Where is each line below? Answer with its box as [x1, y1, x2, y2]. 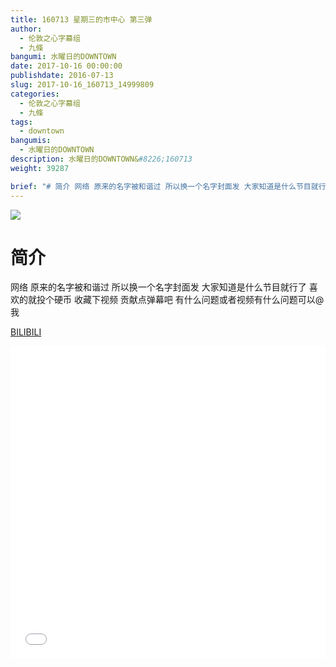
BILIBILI [10, 326, 42, 338]
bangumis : [10, 136, 52, 146]
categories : [10, 89, 60, 99]
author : [10, 24, 43, 34]
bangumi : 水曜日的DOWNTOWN [10, 52, 117, 62]
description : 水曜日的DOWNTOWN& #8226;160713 [10, 154, 193, 164]
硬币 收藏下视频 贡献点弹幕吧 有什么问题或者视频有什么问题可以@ [53, 294, 325, 306]
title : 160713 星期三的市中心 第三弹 [10, 14, 153, 25]
